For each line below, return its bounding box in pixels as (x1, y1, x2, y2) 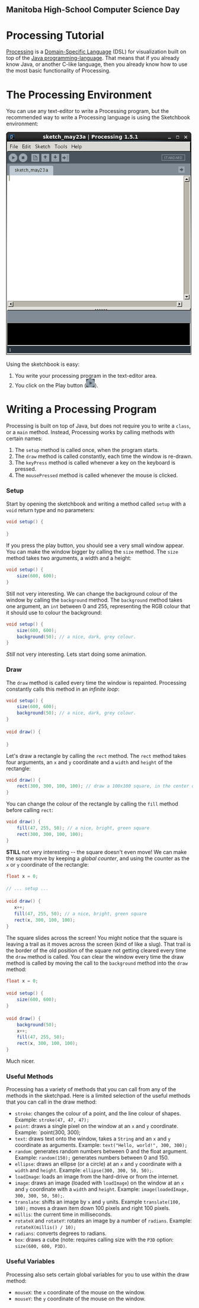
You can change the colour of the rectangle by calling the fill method (6, 800, 179, 807)
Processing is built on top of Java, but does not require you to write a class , (6, 422, 191, 429)
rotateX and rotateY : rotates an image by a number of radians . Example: (14, 1217, 192, 1224)
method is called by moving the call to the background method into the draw (6, 959, 188, 966)
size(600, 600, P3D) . (14, 1243, 67, 1250)
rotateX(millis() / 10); (14, 1225, 76, 1231)
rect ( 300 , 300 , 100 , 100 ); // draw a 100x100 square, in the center (17, 783, 190, 789)
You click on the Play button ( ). (14, 382, 99, 389)
